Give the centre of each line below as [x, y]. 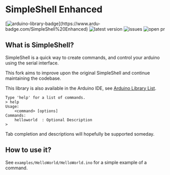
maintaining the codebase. [33, 78]
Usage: [12, 106]
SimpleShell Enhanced [54, 9]
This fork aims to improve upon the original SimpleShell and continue [78, 73]
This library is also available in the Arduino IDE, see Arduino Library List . [81, 88]
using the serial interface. [32, 63]
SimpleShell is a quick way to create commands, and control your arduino [82, 57]
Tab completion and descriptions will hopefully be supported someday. [80, 134]
